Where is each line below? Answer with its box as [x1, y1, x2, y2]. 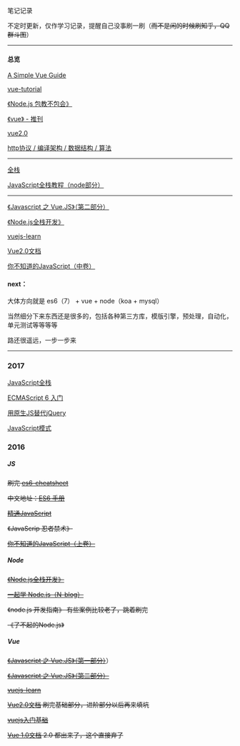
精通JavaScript [7, 509, 52, 518]
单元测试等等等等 [7, 321, 58, 330]
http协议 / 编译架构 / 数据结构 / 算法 [7, 143, 112, 152]
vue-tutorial [7, 85, 42, 94]
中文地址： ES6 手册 [7, 493, 66, 502]
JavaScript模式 [7, 423, 52, 432]
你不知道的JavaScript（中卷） [7, 262, 96, 271]
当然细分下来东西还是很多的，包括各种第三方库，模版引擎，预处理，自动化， [7, 312, 233, 321]
